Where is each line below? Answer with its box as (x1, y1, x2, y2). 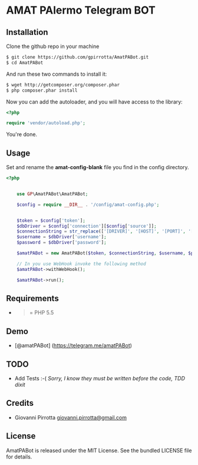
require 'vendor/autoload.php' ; (6, 120, 85, 126)
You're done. (6, 131, 37, 138)
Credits (6, 398, 34, 408)
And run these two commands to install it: (6, 70, 107, 77)
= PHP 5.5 (29, 309, 54, 317)
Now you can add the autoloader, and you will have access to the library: (6, 98, 183, 105)
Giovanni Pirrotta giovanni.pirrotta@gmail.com (14, 414, 127, 421)
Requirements (6, 293, 59, 303)
